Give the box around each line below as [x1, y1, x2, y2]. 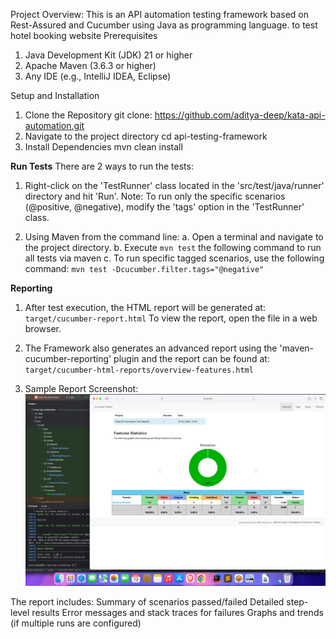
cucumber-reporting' [24, 353, 112, 364]
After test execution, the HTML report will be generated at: [24, 302, 266, 313]
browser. [24, 323, 62, 334]
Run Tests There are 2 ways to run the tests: [10, 160, 194, 172]
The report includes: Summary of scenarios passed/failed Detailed [10, 596, 285, 608]
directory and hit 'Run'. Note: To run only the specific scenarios [24, 190, 286, 202]
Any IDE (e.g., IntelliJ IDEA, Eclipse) [24, 70, 172, 82]
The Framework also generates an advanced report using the [24, 342, 278, 354]
